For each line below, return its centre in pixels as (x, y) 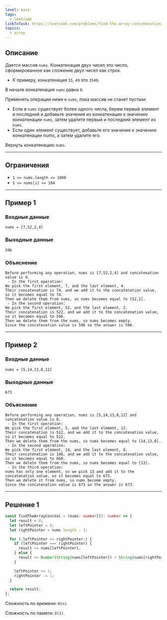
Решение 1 (22, 505)
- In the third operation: (35, 467)
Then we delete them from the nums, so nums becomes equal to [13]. (78, 463)
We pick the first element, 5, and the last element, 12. (66, 428)
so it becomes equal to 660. (35, 459)
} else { (23, 553)
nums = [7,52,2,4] (24, 227)
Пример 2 (21, 345)
